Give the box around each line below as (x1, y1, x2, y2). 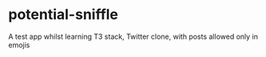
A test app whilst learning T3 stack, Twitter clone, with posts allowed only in (8, 32, 258, 41)
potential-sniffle (8, 6, 118, 24)
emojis (8, 40, 30, 49)
